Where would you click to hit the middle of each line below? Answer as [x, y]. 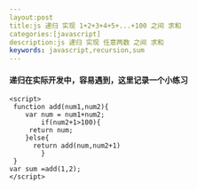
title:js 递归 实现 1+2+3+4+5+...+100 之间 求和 [95, 26]
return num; [51, 131]
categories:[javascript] [55, 34]
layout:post [31, 17]
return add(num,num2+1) [77, 146]
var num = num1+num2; [65, 115]
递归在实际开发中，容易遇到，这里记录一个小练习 [98, 80]
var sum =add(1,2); [45, 170]
